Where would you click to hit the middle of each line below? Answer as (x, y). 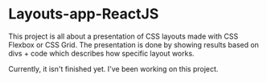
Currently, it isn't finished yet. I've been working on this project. (113, 68)
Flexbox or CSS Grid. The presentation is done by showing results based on (134, 44)
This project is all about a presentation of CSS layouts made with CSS (123, 36)
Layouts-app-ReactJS (84, 14)
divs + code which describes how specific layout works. (101, 53)
